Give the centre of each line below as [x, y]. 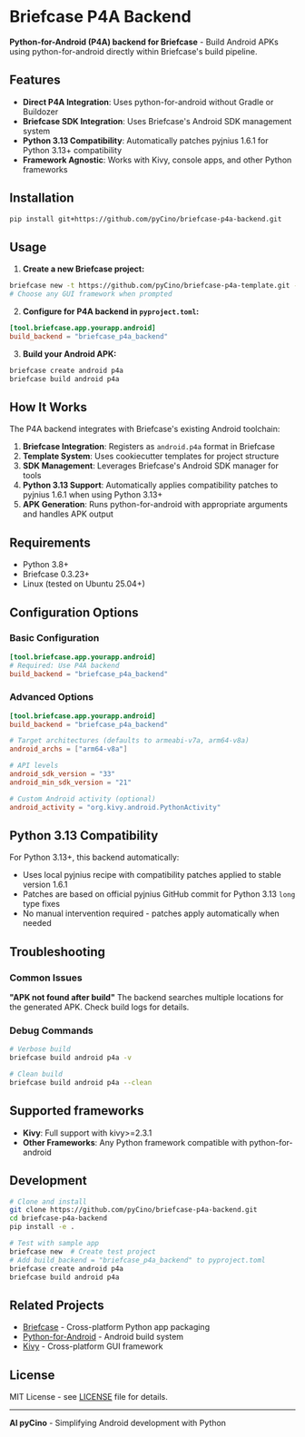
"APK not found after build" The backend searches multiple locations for [147, 998]
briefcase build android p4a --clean [81, 1083]
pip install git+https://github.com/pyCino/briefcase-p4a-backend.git [146, 219]
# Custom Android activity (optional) [83, 799]
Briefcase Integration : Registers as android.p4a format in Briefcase [148, 447]
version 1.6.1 [45, 885]
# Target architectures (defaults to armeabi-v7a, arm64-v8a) [129, 741]
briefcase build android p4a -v [70, 1058]
